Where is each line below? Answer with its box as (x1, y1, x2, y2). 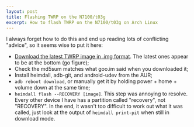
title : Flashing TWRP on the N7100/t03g (6, 14, 106, 20)
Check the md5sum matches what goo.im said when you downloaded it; (14, 66, 189, 73)
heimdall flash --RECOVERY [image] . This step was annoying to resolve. (14, 90, 188, 97)
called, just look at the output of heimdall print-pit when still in (14, 109, 169, 116)
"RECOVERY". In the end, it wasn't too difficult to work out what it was (14, 103, 183, 110)
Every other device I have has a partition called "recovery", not (14, 97, 165, 104)
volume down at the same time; (14, 84, 91, 91)
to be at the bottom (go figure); (14, 59, 89, 66)
